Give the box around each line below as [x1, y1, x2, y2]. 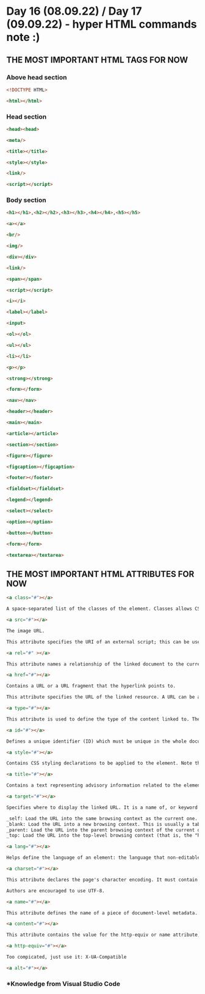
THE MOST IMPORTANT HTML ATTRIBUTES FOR [6, 569, 195, 579]
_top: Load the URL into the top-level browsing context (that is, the [6, 833, 192, 839]
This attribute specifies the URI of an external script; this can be [6, 639, 190, 645]
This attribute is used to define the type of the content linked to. [6, 716, 190, 722]
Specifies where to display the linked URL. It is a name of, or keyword [6, 804, 198, 810]
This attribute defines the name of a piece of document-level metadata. [6, 910, 198, 916]
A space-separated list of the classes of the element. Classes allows [6, 606, 192, 612]
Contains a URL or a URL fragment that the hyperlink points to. [6, 683, 176, 689]
